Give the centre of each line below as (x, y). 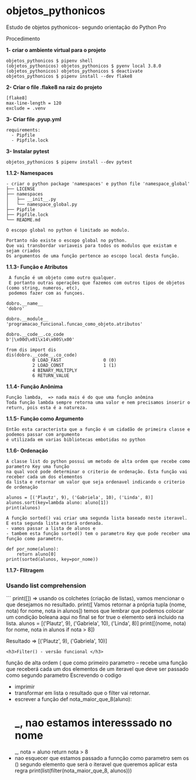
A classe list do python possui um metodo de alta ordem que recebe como (98, 461)
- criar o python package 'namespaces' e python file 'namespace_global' (98, 184)
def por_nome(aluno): (33, 549)
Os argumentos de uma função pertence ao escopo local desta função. (93, 256)
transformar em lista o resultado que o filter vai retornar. (82, 693)
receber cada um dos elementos (44, 477)
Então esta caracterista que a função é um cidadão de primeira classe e (98, 429)
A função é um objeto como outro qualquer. (62, 277)
